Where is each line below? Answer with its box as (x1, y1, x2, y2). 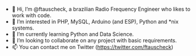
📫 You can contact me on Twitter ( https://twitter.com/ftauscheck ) (11, 44, 173, 50)
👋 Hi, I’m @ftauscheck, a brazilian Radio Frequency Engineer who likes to (11, 6, 191, 12)
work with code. (11, 12, 52, 19)
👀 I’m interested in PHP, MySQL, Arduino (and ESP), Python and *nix (11, 18, 179, 25)
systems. (11, 24, 34, 31)
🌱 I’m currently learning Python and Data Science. (11, 31, 134, 38)
